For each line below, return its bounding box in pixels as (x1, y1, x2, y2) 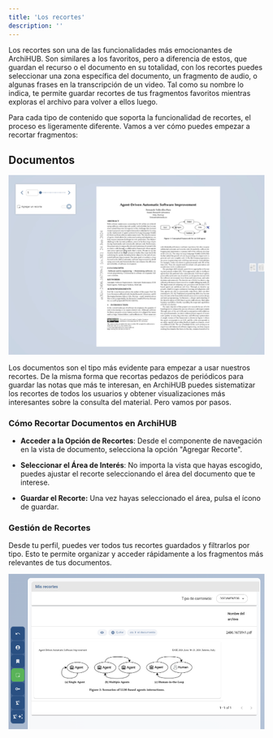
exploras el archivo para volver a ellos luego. (8, 97, 158, 106)
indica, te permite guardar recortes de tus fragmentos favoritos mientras (8, 88, 251, 97)
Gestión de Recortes (8, 522, 91, 533)
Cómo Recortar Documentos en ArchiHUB (8, 417, 177, 429)
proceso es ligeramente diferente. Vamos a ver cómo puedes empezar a (8, 121, 250, 131)
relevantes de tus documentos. (8, 558, 112, 568)
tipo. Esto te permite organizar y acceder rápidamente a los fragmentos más (8, 549, 264, 559)
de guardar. (19, 502, 59, 511)
